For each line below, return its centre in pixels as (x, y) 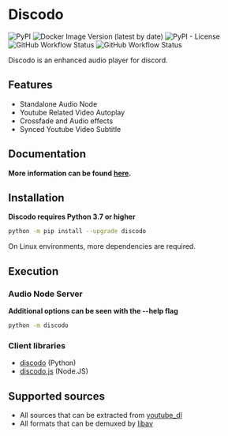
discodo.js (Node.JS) (54, 371)
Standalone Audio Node (58, 103)
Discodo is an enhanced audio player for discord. (88, 60)
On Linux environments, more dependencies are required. (102, 246)
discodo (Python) (48, 363)
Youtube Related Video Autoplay (72, 112)
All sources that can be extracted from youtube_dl (101, 415)
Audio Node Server (45, 294)
